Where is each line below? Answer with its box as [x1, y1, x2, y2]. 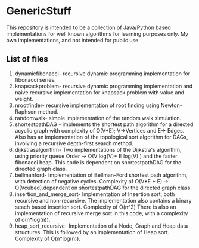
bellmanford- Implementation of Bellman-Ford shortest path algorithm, [14, 172, 188, 179]
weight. [14, 95, 34, 102]
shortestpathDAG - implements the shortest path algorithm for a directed [14, 121, 194, 128]
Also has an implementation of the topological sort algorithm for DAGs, [14, 133, 188, 140]
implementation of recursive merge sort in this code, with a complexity [14, 209, 188, 216]
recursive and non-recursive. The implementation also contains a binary [14, 197, 192, 204]
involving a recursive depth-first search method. [14, 139, 134, 147]
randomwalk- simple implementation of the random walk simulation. [14, 114, 182, 121]
